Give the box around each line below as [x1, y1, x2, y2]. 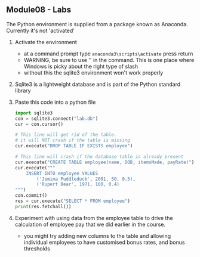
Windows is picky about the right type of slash [23, 63, 139, 70]
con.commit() [14, 193, 48, 199]
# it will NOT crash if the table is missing [14, 137, 130, 144]
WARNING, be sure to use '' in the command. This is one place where [23, 56, 195, 63]
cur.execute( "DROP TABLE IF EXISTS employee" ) [14, 143, 133, 149]
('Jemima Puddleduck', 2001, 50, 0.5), [36, 176, 136, 182]
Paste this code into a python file [14, 98, 96, 106]
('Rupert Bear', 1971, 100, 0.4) [36, 181, 119, 187]
